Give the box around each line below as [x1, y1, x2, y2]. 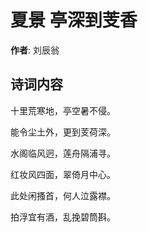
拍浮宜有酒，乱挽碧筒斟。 [10, 211, 116, 223]
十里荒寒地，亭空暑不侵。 [10, 104, 116, 116]
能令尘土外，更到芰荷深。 [10, 126, 116, 138]
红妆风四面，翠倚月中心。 [10, 168, 116, 180]
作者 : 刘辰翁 [10, 44, 60, 56]
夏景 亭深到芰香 [10, 9, 138, 32]
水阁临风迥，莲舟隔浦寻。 [10, 147, 116, 159]
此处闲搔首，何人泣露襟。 [10, 189, 116, 201]
